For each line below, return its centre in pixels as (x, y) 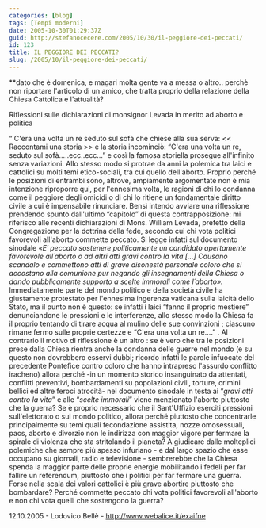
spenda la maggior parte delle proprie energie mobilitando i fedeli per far (127, 467)
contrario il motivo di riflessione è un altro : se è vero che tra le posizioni (127, 340)
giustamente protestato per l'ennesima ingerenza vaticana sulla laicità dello (132, 298)
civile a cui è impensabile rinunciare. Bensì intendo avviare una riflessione (129, 205)
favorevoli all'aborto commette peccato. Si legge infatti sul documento (123, 239)
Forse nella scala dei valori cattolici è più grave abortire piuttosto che (122, 484)
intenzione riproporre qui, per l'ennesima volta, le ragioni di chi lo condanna (132, 189)
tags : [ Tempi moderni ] (46, 23)
